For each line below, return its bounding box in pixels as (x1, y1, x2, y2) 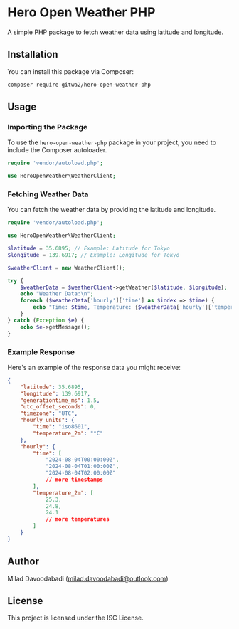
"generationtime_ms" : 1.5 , (20, 396, 100, 404)
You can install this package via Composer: (7, 67, 134, 75)
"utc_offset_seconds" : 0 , (20, 403, 97, 411)
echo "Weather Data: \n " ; (20, 290, 94, 297)
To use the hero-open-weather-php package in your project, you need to (7, 138, 217, 147)
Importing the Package (7, 122, 88, 132)
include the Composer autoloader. (7, 146, 107, 154)
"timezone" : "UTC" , (20, 410, 78, 417)
